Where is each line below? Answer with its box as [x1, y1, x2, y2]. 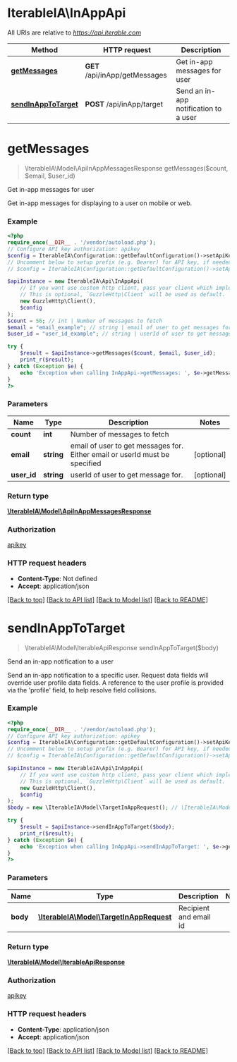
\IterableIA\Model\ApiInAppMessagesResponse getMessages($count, [24, 164, 229, 172]
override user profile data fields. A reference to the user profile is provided [7, 678, 224, 687]
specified [70, 458, 102, 468]
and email [178, 912, 211, 922]
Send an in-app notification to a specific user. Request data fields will [7, 671, 209, 679]
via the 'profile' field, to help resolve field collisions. [7, 685, 157, 694]
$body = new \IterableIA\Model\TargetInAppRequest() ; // [7, 804, 178, 812]
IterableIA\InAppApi [7, 5, 126, 21]
